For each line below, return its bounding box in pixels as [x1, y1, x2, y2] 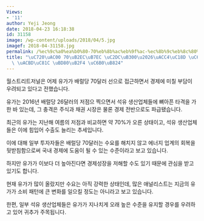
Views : [6, 9, 23, 15]
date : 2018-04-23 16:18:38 [6, 26, 75, 32]
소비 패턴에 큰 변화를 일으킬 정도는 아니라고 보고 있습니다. [17, 188, 154, 195]
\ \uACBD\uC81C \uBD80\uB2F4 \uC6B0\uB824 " [12, 60, 123, 66]
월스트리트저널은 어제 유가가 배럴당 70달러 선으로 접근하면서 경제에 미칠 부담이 [6, 77, 192, 85]
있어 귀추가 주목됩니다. [12, 208, 67, 216]
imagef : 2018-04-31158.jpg [6, 43, 75, 49]
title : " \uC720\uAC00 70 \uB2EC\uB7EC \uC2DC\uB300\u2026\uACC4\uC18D [6, 54, 186, 60]
